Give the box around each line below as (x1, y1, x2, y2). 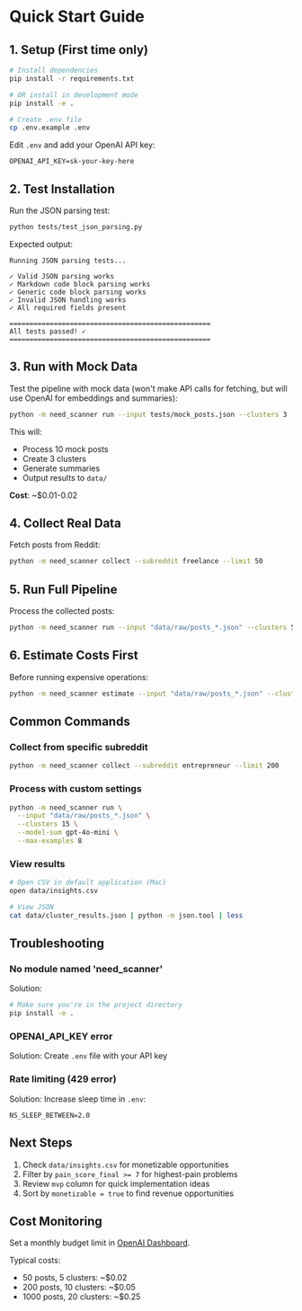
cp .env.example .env (9, 123, 91, 132)
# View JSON (9, 902, 54, 911)
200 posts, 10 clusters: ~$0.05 (22, 1282, 137, 1293)
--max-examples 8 (17, 837, 83, 846)
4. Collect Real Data (9, 516, 121, 531)
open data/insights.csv (9, 887, 99, 896)
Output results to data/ (22, 472, 108, 483)
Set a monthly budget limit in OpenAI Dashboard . (9, 1237, 191, 1248)
